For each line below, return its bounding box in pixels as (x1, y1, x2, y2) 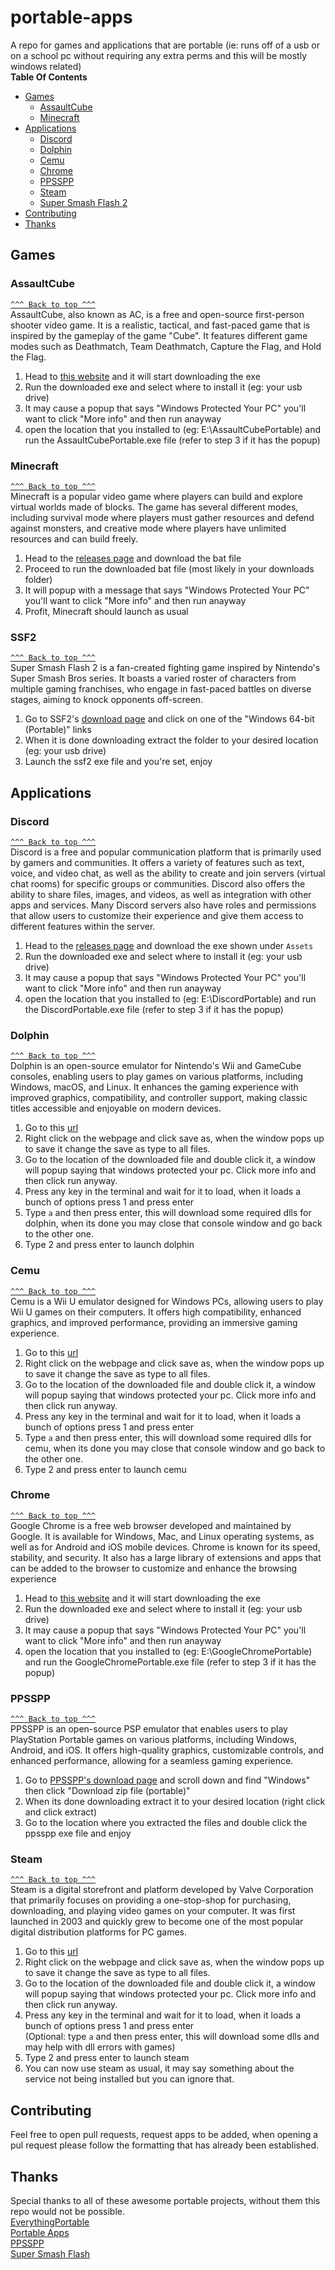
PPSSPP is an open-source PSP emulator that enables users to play (10, 1723, 288, 1735)
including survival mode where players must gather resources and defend (10, 511, 315, 523)
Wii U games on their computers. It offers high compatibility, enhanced (10, 1306, 302, 1318)
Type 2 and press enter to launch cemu (24, 1463, 187, 1475)
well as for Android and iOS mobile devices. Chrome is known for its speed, (10, 1541, 321, 1553)
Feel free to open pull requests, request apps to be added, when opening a (10, 2129, 319, 2141)
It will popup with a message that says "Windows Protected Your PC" (24, 584, 310, 596)
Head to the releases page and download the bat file (24, 552, 242, 564)
